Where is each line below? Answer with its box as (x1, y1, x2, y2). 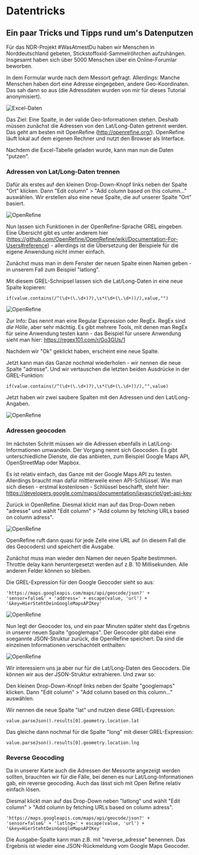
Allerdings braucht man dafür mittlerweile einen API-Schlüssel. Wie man (6, 477, 182, 484)
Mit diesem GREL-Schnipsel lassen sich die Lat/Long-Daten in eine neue (6, 277, 183, 285)
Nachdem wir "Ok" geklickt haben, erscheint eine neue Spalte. (6, 348, 159, 355)
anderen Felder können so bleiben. (6, 567, 91, 574)
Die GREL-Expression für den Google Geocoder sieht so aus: (6, 578, 154, 586)
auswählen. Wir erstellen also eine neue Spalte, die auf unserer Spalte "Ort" (6, 194, 192, 201)
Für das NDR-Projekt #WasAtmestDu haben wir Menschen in (6, 43, 155, 51)
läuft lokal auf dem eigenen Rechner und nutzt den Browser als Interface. (6, 135, 185, 142)
